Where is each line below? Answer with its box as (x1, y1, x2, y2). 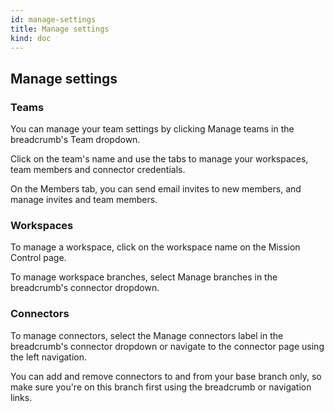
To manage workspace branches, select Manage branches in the (10, 271, 278, 283)
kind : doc (10, 33, 52, 43)
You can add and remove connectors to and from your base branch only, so (10, 370, 322, 382)
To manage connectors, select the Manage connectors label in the (10, 329, 284, 341)
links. (10, 391, 33, 403)
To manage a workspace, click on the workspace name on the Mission (10, 241, 301, 253)
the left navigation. (10, 351, 88, 363)
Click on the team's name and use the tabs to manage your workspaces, (10, 153, 309, 165)
